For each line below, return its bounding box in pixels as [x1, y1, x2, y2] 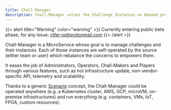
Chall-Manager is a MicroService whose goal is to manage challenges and [5, 41, 161, 47]
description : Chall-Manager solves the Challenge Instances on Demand [5, 12, 158, 17]
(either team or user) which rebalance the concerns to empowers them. [5, 52, 155, 59]
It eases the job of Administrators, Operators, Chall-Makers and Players [5, 62, 155, 68]
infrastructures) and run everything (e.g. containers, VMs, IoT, [23, 94, 154, 100]
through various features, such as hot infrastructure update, [5, 67, 131, 74]
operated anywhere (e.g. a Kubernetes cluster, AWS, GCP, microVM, [5, 88, 149, 94]
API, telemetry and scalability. [23, 73, 85, 79]
